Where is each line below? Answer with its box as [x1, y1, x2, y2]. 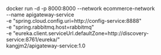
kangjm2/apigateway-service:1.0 [6, 42, 86, 49]
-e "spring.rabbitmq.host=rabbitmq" [6, 23, 95, 30]
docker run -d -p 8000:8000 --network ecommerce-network [6, 5, 155, 12]
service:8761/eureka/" [6, 36, 60, 43]
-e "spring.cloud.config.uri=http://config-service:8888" [6, 18, 142, 24]
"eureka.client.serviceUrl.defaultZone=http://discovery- [12, 30, 149, 37]
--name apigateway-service [6, 11, 75, 18]
